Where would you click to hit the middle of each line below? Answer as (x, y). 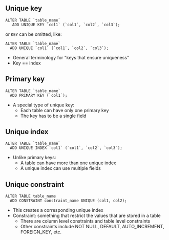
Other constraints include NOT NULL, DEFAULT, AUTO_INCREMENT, (92, 227)
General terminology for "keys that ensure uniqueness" (71, 57)
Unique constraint (35, 184)
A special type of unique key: (44, 105)
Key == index (27, 63)
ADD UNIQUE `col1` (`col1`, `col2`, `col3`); (59, 48)
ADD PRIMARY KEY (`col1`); (39, 95)
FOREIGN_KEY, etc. (41, 232)
